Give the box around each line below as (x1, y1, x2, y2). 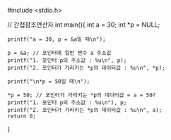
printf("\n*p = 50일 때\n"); (7, 78, 90, 85)
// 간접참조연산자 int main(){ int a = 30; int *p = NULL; (7, 20, 160, 29)
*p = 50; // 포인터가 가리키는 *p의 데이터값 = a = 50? (7, 91, 156, 98)
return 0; (7, 113, 37, 120)
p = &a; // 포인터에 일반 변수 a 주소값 (7, 49, 112, 56)
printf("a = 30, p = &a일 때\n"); (7, 36, 106, 43)
